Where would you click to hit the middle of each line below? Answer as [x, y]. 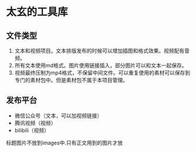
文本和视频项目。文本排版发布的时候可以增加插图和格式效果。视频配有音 [102, 51]
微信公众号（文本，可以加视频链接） [58, 116]
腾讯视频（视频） [35, 123]
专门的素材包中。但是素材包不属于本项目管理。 [71, 80]
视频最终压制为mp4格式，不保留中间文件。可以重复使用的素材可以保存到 [102, 73]
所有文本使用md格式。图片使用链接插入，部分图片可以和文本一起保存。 [101, 65]
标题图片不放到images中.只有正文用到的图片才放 [65, 143]
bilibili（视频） [32, 130]
